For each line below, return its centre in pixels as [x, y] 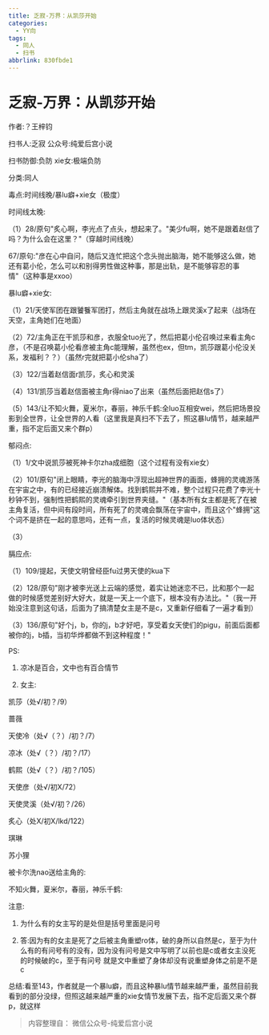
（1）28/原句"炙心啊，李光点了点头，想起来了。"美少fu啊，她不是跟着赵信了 [134, 229]
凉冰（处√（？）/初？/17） [52, 753]
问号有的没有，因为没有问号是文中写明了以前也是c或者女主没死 [152, 950]
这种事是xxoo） [51, 276]
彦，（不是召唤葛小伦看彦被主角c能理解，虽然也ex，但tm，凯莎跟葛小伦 [125, 347]
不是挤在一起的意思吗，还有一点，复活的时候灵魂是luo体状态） [126, 519]
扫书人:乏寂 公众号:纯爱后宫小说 [61, 143]
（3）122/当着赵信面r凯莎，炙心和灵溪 [71, 374]
